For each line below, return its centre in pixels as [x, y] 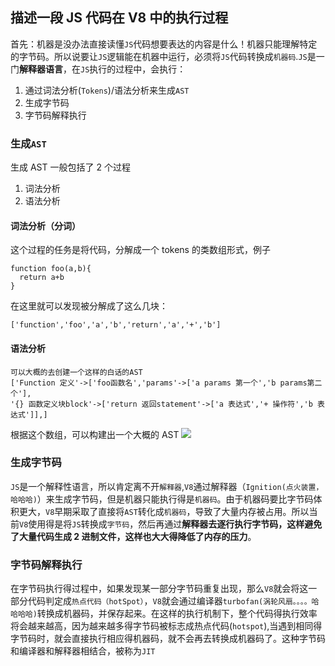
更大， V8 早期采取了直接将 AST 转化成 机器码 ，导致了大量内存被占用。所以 [164, 511]
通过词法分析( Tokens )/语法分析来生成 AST [107, 90]
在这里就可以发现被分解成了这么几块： [89, 306]
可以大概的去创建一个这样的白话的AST [76, 372]
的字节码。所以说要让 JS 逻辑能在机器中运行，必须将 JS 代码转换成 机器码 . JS [159, 56]
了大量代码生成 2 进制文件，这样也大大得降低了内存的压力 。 [133, 536]
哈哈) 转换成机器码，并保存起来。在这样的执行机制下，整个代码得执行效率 [167, 614]
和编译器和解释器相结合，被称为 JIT [83, 651]
